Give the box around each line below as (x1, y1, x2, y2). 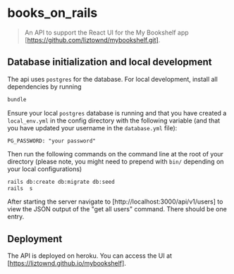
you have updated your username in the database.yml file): (7, 123, 178, 132)
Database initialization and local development (7, 56, 212, 68)
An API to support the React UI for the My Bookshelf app (24, 28, 189, 37)
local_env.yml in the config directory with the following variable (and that (7, 116, 221, 125)
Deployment (7, 232, 63, 244)
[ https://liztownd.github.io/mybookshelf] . (7, 259, 127, 268)
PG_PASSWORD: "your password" (7, 137, 97, 144)
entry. (7, 213, 25, 221)
